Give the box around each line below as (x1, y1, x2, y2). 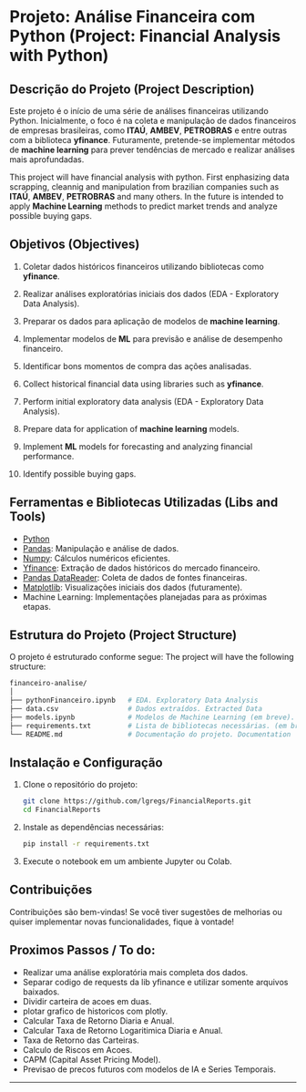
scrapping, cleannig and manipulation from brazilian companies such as (9, 181, 280, 192)
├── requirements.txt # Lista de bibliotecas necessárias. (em (9, 721, 287, 730)
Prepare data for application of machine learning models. (22, 423, 240, 434)
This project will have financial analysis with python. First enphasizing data (9, 171, 290, 182)
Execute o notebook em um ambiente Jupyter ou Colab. (22, 856, 232, 867)
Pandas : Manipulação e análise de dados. (22, 542, 179, 553)
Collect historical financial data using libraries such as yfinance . (22, 378, 264, 389)
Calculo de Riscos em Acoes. (22, 1044, 133, 1055)
